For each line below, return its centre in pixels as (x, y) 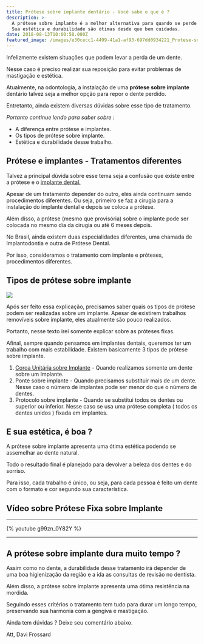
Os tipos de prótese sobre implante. (60, 135)
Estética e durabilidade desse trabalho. (64, 142)
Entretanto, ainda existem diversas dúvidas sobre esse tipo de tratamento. (99, 106)
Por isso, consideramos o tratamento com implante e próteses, (85, 255)
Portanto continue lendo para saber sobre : (60, 117)
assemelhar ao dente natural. (43, 453)
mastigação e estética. (35, 76)
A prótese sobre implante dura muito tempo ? (93, 553)
